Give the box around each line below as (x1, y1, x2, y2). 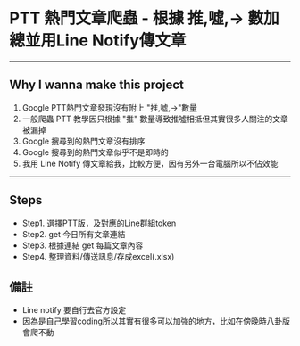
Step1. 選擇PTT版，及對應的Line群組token (21, 218, 177, 228)
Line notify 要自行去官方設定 (21, 305, 127, 316)
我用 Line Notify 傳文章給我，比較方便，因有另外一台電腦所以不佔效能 (21, 158, 279, 169)
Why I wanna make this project (9, 78, 185, 93)
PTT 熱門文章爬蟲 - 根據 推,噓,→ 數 (9, 8, 264, 29)
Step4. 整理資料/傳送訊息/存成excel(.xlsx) (21, 251, 175, 261)
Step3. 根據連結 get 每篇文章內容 (21, 240, 144, 251)
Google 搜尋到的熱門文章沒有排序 (21, 136, 146, 146)
